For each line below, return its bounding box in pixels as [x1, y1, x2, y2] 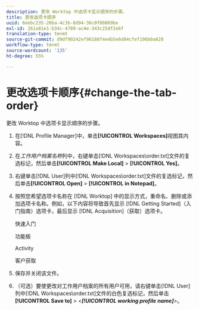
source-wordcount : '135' [6, 48, 68, 54]
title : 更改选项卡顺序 [6, 14, 57, 20]
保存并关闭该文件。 [14, 269, 63, 277]
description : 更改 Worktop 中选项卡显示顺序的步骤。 [6, 8, 127, 15]
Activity [14, 244, 34, 252]
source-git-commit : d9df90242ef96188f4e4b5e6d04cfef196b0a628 [6, 36, 164, 42]
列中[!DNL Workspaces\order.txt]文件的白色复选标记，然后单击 [14, 290, 169, 297]
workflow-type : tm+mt [6, 42, 60, 48]
